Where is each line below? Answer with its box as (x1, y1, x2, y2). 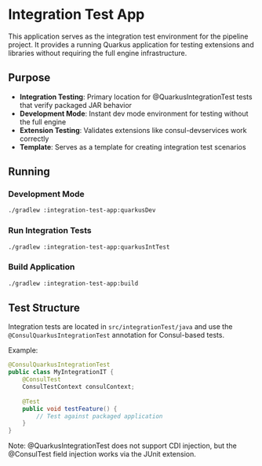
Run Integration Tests (8, 225, 92, 236)
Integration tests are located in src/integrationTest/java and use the (8, 322, 233, 331)
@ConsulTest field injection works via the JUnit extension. (8, 449, 196, 459)
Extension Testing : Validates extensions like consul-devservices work (19, 125, 247, 135)
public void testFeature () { (22, 405, 118, 412)
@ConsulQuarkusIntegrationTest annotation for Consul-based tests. (8, 331, 225, 340)
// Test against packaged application (36, 412, 163, 420)
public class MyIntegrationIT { (8, 368, 114, 376)
